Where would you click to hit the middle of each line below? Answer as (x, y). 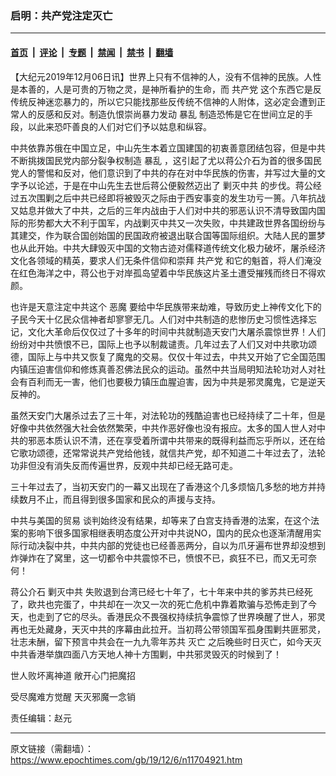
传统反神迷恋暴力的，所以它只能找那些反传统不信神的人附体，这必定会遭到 (163, 101)
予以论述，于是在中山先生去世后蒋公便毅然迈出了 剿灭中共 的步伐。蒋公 (165, 185)
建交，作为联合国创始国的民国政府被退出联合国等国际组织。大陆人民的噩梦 (172, 235)
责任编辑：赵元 (41, 718)
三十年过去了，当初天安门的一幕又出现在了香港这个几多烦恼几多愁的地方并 (163, 486)
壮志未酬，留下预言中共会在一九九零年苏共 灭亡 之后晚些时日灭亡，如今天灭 (166, 641)
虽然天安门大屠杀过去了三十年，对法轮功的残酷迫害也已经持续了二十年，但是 (168, 415)
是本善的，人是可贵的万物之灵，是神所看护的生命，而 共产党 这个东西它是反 (166, 89)
